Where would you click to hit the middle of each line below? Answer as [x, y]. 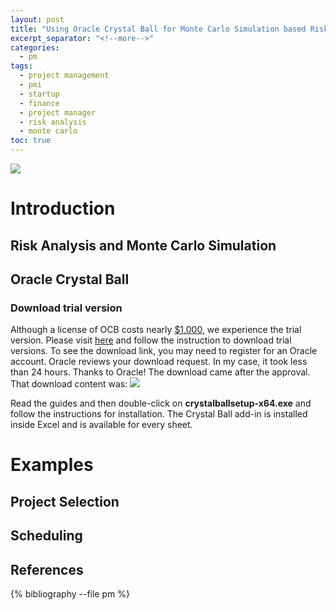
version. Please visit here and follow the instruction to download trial [151, 340]
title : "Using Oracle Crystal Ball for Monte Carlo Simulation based [158, 29]
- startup [39, 94]
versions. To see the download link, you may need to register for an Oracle [164, 351]
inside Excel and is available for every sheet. [101, 425]
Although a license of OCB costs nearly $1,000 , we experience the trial [156, 330]
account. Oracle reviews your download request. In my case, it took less [159, 362]
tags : [21, 66]
